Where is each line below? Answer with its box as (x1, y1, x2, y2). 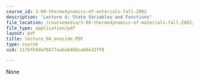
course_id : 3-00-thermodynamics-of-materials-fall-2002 (6, 8, 147, 15)
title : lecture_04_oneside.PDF (6, 36, 84, 42)
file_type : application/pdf (6, 25, 76, 31)
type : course (6, 42, 38, 48)
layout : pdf (6, 31, 36, 36)
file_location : (6, 19, 44, 25)
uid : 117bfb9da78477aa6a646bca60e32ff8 (6, 47, 105, 53)
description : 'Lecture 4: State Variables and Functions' (6, 14, 152, 20)
